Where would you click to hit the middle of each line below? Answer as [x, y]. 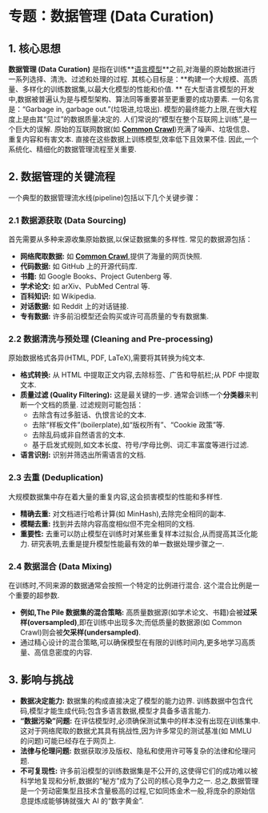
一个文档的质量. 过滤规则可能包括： [85, 405]
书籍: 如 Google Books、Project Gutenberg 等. [96, 276]
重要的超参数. [37, 595]
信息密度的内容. [67, 652]
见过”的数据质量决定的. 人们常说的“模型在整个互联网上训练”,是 [148, 119]
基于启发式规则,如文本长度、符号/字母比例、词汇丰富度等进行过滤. [140, 445]
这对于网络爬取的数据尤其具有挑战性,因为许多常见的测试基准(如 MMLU [136, 731]
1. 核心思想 [35, 48]
